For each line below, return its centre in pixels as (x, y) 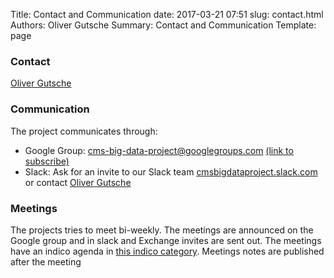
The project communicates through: (84, 131)
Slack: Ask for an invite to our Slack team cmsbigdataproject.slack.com (171, 171)
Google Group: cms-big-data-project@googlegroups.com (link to (159, 150)
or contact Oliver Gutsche (78, 182)
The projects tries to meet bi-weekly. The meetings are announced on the (162, 230)
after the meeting (46, 261)
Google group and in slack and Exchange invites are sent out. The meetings (166, 240)
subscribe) (47, 161)
